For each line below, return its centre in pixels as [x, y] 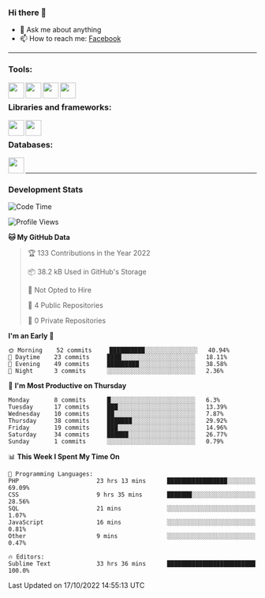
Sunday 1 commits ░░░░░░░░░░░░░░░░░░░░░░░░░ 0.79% [116, 442]
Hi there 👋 [28, 13]
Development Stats [46, 190]
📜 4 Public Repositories [65, 305]
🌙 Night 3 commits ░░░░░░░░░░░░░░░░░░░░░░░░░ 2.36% [116, 371]
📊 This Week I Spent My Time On [64, 457]
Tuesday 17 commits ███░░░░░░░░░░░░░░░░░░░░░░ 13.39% [118, 407]
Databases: [31, 144]
